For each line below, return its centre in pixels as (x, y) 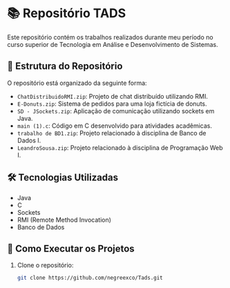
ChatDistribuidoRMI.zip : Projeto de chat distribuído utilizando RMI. (113, 96)
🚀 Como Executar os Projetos (71, 248)
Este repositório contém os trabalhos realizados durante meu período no (110, 37)
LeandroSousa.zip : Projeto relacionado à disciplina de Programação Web (120, 147)
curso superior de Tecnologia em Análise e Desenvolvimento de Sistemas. (113, 44)
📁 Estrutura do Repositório (65, 66)
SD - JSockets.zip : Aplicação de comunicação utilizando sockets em (116, 111)
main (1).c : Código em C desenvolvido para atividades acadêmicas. (115, 126)
